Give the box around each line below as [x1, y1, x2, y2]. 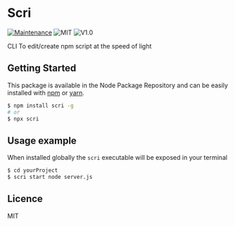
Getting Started [7, 62, 77, 75]
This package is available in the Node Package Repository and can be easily [7, 81, 229, 89]
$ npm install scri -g [7, 102, 74, 109]
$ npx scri [7, 115, 39, 123]
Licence [7, 193, 44, 205]
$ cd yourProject [7, 167, 58, 174]
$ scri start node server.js [7, 174, 93, 181]
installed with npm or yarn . [7, 88, 84, 96]
